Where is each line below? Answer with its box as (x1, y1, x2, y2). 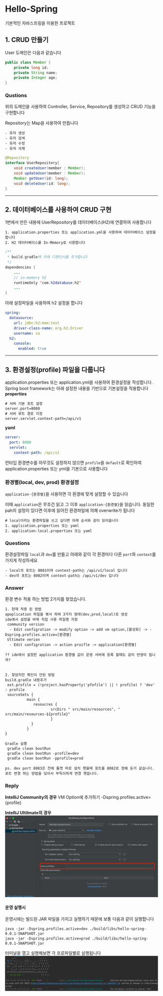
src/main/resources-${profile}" (5, 712, 70, 717)
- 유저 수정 (5, 141, 25, 146)
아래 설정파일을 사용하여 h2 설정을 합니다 (5, 300, 83, 306)
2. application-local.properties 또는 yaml (5, 528, 92, 533)
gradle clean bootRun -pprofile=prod (7, 756, 83, 761)
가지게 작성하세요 (5, 558, 38, 564)
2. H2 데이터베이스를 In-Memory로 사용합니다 (5, 240, 85, 245)
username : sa (14, 331, 40, 336)
